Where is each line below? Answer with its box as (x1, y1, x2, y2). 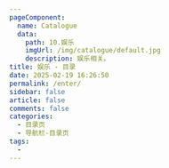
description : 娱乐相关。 (25, 54, 111, 63)
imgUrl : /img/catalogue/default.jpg (25, 46, 162, 55)
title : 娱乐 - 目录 (9, 63, 76, 72)
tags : (9, 137, 29, 146)
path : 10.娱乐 (25, 37, 75, 47)
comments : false (9, 104, 69, 113)
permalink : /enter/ (9, 79, 82, 88)
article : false (9, 95, 66, 105)
